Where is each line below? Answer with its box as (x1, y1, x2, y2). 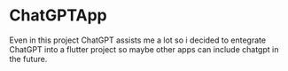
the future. (9, 53, 48, 64)
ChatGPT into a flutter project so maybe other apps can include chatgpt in (9, 43, 279, 54)
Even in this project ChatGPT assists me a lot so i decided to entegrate (9, 35, 267, 45)
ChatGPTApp (9, 5, 108, 26)
